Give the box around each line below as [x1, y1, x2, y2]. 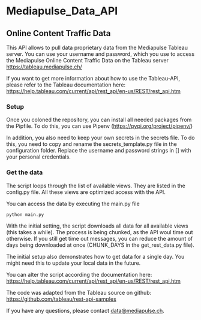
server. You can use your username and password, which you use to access [6, 50, 195, 58]
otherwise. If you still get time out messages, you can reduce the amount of [6, 235, 193, 242]
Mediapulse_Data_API [6, 4, 118, 18]
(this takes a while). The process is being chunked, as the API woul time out [6, 228, 193, 235]
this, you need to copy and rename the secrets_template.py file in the [6, 140, 177, 148]
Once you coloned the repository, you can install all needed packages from [6, 116, 192, 124]
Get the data [6, 168, 43, 177]
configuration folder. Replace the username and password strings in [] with [6, 147, 191, 154]
